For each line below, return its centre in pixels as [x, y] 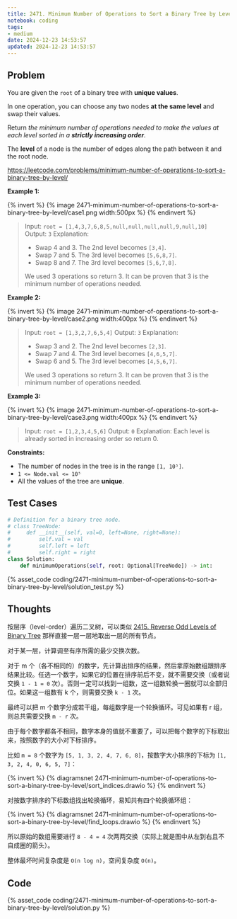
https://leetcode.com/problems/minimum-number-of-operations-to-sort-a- [116, 170]
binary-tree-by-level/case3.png [53, 417]
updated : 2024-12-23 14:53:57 [52, 47]
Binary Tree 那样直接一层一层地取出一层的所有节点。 [84, 636]
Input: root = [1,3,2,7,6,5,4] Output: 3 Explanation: [101, 332]
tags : [15, 27]
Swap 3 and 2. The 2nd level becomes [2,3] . [101, 346]
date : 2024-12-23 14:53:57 [47, 40]
